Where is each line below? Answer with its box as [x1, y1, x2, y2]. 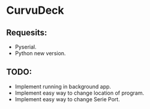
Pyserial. [14, 43, 37, 50]
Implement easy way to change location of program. [14, 89, 145, 96]
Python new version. [14, 50, 66, 57]
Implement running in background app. [14, 83, 112, 90]
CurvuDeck [6, 4, 64, 17]
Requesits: [6, 28, 47, 38]
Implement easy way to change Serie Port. [14, 95, 120, 102]
